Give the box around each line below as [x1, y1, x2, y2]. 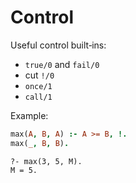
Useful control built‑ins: [10, 39, 107, 51]
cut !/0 [24, 69, 55, 81]
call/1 [24, 92, 53, 102]
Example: [10, 109, 49, 121]
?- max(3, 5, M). [10, 156, 83, 166]
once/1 [24, 81, 53, 91]
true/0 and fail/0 [24, 58, 100, 70]
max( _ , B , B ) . [10, 138, 70, 148]
